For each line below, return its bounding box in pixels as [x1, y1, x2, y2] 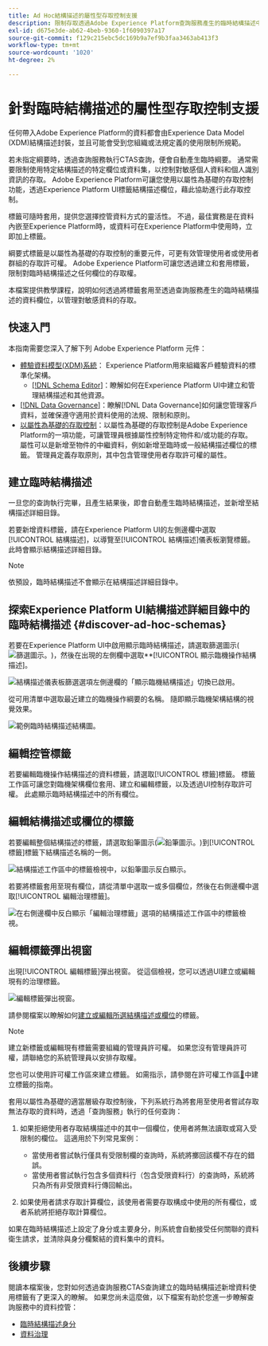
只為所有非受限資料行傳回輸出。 [31, 1180, 137, 1190]
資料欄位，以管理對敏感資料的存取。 [21, 295, 141, 304]
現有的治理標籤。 [8, 976, 64, 986]
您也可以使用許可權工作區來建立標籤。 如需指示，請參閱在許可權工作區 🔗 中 [8, 1069, 252, 1079]
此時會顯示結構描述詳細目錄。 [8, 545, 106, 555]
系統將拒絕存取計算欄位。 [26, 1207, 111, 1216]
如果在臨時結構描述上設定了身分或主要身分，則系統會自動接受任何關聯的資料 [8, 1224, 259, 1234]
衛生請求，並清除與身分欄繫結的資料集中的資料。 [8, 1234, 169, 1243]
